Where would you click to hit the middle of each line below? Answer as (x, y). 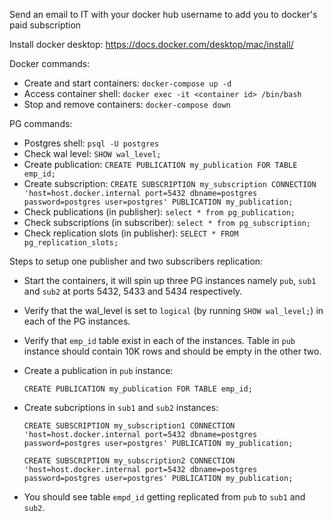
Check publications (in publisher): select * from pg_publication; (159, 212)
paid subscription (45, 25)
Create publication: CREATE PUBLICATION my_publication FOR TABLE (160, 164)
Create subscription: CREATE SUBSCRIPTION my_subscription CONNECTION (170, 183)
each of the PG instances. (77, 321)
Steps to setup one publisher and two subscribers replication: (136, 261)
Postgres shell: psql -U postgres (91, 143)
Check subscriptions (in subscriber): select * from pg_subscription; (167, 222)
